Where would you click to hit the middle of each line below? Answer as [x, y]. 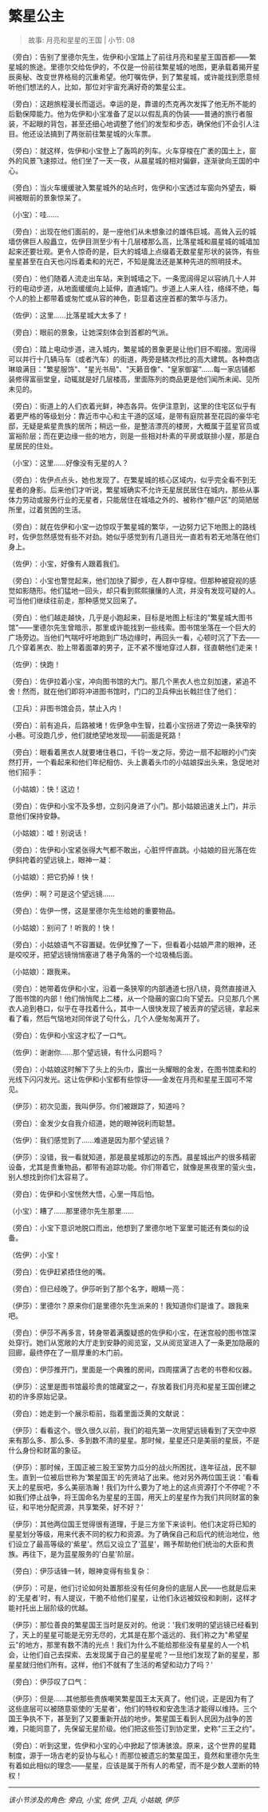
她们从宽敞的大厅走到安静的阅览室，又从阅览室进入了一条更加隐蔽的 [148, 1342]
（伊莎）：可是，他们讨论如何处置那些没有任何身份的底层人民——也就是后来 [132, 1588]
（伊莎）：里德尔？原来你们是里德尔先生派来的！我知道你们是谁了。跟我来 [129, 1305]
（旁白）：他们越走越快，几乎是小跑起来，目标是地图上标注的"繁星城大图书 [130, 617]
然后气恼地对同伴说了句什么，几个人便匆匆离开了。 [120, 1018]
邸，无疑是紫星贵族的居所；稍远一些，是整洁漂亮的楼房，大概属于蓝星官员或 [134, 426]
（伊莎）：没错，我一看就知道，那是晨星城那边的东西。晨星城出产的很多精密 [132, 1157]
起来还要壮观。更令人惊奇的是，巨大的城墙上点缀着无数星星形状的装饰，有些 [134, 251]
